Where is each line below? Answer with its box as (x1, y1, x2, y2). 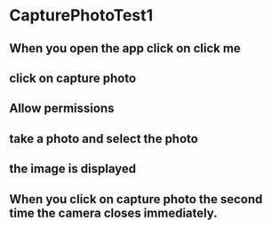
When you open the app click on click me (9, 41, 242, 56)
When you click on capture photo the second (9, 192, 263, 207)
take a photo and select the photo (9, 130, 198, 146)
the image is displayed (9, 162, 136, 177)
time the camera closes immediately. (9, 205, 218, 220)
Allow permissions (9, 101, 115, 116)
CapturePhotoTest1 (9, 5, 154, 26)
